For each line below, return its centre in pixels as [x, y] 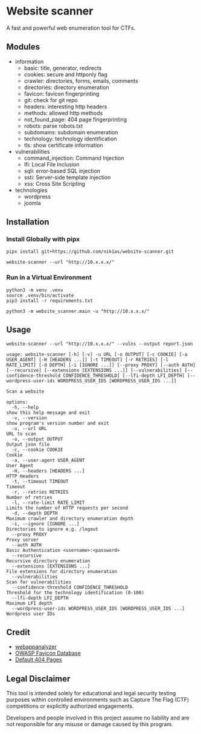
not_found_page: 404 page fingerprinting [75, 119]
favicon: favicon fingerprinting [62, 93]
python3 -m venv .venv [35, 290]
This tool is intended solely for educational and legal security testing [91, 693]
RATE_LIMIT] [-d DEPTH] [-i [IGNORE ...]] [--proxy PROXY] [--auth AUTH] [101, 365]
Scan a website [25, 392]
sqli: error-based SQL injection [62, 171]
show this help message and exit [48, 413]
